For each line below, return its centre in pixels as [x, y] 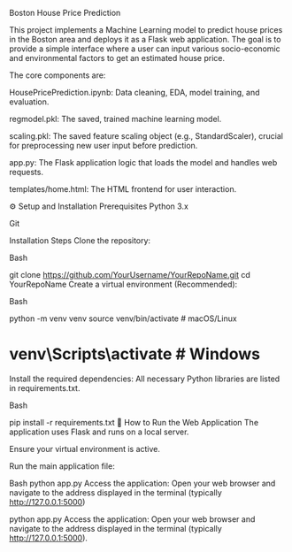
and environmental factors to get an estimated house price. [117, 58]
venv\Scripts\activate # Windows [135, 354]
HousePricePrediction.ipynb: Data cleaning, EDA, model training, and [134, 92]
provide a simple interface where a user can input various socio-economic [145, 49]
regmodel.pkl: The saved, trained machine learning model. [115, 119]
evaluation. [29, 102]
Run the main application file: [62, 466]
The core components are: [58, 75]
